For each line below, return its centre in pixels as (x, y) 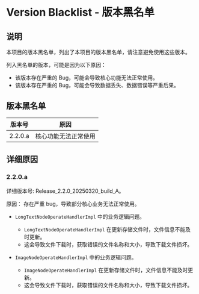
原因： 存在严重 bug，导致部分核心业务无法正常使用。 (73, 204)
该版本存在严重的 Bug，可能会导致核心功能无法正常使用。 (86, 78)
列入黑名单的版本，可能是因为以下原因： (56, 65)
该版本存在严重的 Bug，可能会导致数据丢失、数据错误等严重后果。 (97, 85)
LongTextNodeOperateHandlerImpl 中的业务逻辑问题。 (80, 216)
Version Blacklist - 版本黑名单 (81, 12)
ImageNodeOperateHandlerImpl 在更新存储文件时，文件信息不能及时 (106, 270)
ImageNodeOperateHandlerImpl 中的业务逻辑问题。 (76, 257)
